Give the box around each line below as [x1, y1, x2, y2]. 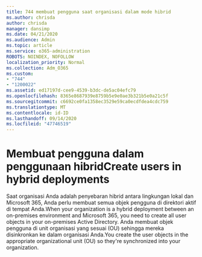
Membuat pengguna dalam [6, 147, 144, 160]
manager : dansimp [6, 25, 50, 32]
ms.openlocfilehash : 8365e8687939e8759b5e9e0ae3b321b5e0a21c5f [6, 93, 169, 99]
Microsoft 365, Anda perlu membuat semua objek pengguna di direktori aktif [6, 199, 197, 206]
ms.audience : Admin [6, 37, 55, 43]
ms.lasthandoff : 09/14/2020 [6, 115, 77, 121]
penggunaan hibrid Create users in [6, 160, 182, 174]
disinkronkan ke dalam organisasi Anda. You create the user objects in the [6, 231, 189, 238]
